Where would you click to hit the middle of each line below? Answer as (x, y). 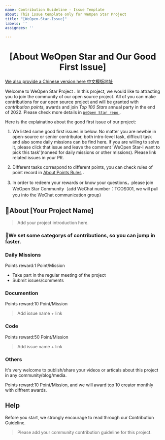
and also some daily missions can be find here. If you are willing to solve (85, 142)
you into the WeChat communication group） (58, 195)
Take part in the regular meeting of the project (59, 275)
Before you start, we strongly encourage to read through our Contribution (80, 417)
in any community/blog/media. (36, 375)
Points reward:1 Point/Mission (35, 266)
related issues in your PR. (38, 158)
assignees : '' (20, 28)
